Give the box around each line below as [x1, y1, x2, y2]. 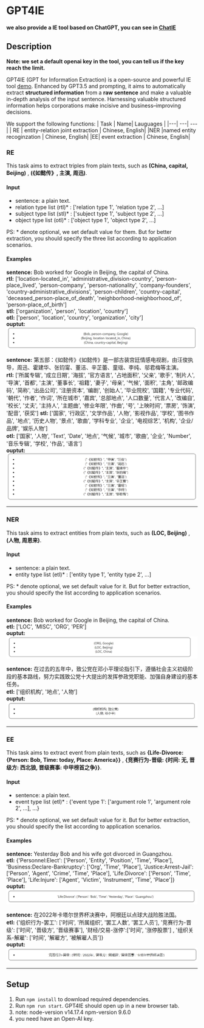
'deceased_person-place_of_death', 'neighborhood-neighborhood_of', [6, 295, 182, 302]
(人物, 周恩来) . [6, 537, 42, 544]
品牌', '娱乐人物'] [6, 424, 48, 432]
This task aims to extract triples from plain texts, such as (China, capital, [6, 162, 188, 169]
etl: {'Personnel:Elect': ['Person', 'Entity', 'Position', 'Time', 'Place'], [6, 857, 174, 864]
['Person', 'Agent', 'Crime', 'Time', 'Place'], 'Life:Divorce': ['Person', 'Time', [6, 870, 191, 877]
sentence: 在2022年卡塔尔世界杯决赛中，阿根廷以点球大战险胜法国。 [6, 911, 180, 918]
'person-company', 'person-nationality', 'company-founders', [38, 281, 191, 289]
